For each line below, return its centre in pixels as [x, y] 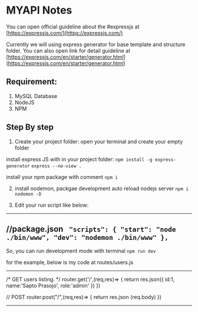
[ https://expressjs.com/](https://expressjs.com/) [65, 32]
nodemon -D [28, 194]
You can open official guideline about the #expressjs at [73, 27]
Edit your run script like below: [52, 205]
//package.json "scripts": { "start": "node [91, 229]
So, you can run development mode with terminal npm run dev [81, 251]
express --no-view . [57, 166]
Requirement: [32, 82]
